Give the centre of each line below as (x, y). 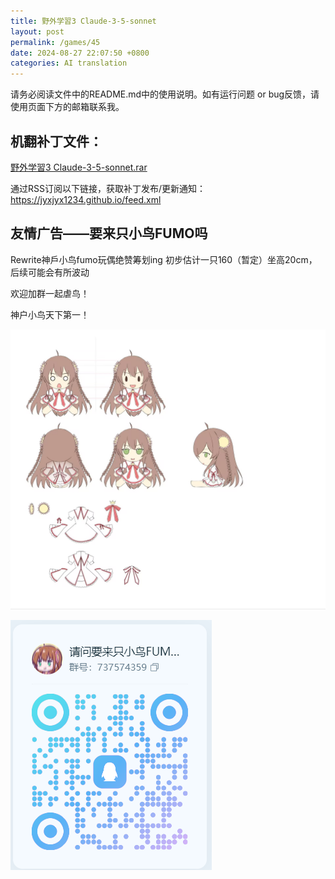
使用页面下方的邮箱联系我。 (67, 107)
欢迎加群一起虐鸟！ (50, 293)
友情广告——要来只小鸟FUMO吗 (109, 233)
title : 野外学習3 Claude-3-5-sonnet (83, 21)
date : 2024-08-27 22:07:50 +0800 (80, 53)
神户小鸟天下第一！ (50, 314)
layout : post (37, 31)
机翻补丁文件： (56, 141)
